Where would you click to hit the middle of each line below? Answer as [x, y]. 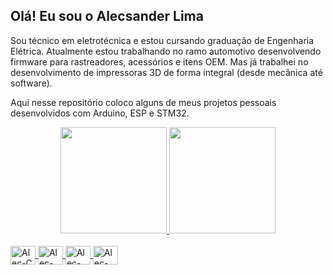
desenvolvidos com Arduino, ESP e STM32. [100, 113]
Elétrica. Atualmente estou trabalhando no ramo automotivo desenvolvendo [166, 51]
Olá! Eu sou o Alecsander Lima [107, 16]
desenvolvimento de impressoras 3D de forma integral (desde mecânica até [166, 72]
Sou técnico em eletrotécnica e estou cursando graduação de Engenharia [162, 40]
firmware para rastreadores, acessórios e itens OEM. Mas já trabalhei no [159, 61]
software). [31, 83]
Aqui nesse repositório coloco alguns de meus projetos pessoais [143, 102]
